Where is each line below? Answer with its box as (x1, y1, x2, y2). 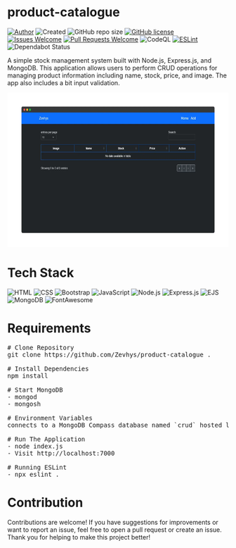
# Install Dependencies (7, 364, 89, 373)
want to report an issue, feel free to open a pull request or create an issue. (7, 525, 223, 534)
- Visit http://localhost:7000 (7, 449, 115, 457)
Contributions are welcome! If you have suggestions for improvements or (7, 518, 219, 526)
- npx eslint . (7, 470, 60, 478)
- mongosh (7, 399, 41, 408)
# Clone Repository (7, 343, 74, 351)
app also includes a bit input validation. (7, 78, 121, 87)
